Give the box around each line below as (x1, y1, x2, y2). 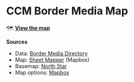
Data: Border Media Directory (14, 50, 88, 57)
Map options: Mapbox (14, 69, 70, 76)
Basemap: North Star (14, 62, 67, 69)
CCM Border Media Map (6, 4, 128, 18)
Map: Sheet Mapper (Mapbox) (14, 56, 90, 63)
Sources (6, 38, 28, 45)
